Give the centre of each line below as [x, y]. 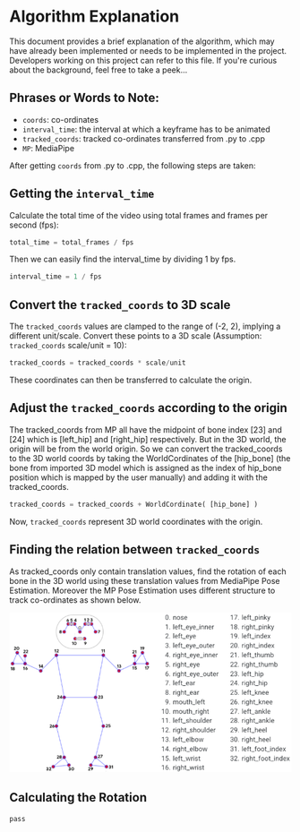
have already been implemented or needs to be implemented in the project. [148, 50]
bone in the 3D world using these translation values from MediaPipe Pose [145, 580]
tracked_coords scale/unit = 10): [68, 346]
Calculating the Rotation [78, 798]
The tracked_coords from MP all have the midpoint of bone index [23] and [146, 429]
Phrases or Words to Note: [84, 98]
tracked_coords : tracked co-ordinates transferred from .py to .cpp [144, 138]
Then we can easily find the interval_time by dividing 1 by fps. [123, 259]
